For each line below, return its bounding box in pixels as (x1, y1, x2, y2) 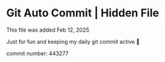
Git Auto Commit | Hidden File (6, 6, 160, 20)
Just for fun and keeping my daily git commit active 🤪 (6, 38, 140, 45)
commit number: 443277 (6, 49, 69, 57)
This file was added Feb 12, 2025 (6, 26, 90, 33)
